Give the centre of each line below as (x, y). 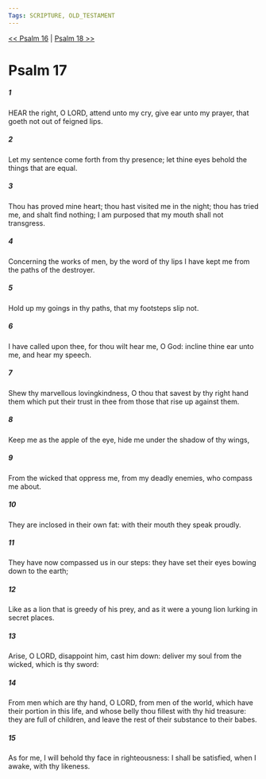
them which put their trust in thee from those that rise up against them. (124, 401)
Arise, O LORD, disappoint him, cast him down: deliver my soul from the (125, 656)
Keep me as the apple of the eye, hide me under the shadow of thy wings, (129, 440)
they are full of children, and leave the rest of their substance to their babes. (133, 719)
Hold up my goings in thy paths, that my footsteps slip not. (104, 308)
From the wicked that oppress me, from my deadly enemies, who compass (130, 478)
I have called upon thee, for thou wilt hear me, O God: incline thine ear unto (131, 346)
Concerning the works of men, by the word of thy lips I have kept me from (129, 261)
